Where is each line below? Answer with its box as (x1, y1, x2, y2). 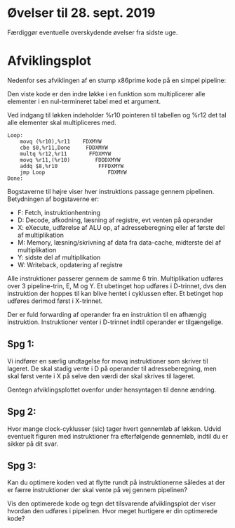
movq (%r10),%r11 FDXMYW (20, 138, 102, 145)
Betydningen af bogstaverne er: (7, 195, 100, 203)
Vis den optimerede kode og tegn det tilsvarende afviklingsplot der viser (7, 499, 216, 508)
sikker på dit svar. (7, 439, 58, 448)
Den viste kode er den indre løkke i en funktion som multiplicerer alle (7, 89, 206, 98)
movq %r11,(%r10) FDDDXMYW (20, 156, 121, 163)
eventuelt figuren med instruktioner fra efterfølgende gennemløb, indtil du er (7, 432, 229, 440)
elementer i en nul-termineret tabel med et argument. (7, 97, 161, 105)
